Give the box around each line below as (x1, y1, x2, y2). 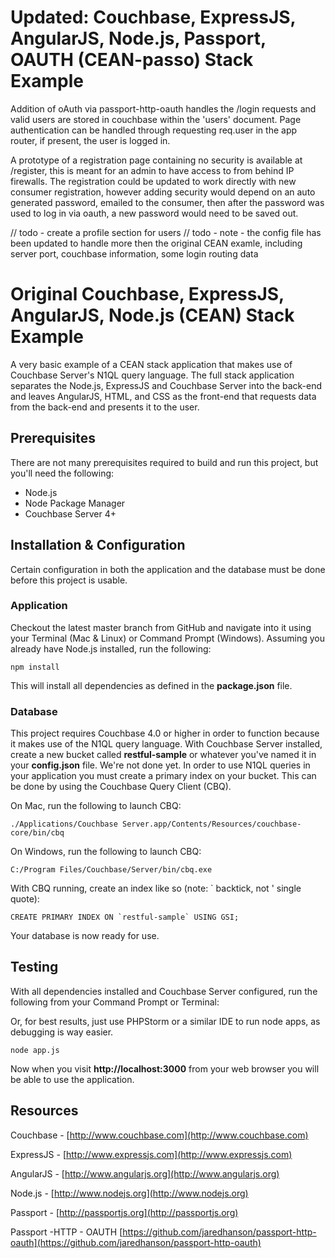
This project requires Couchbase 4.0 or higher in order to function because (10, 727, 320, 740)
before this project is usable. (10, 574, 128, 586)
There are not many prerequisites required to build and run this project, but (10, 456, 319, 468)
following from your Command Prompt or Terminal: (10, 996, 220, 1008)
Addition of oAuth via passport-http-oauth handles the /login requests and (10, 102, 317, 115)
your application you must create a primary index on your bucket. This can (10, 770, 317, 782)
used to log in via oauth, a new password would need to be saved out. (10, 207, 299, 219)
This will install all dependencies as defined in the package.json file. (10, 679, 293, 691)
